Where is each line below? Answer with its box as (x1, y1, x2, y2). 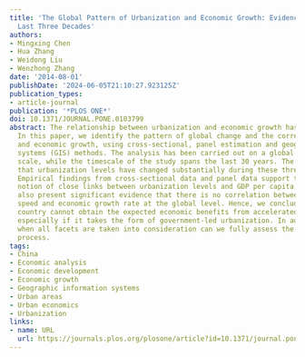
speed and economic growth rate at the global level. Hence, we (17, 199, 266, 209)
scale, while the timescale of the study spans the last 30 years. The (17, 156, 295, 166)
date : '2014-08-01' (9, 73, 84, 82)
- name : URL (9, 326, 54, 335)
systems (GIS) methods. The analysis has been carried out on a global (17, 148, 295, 157)
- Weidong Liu (9, 55, 64, 64)
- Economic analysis (9, 258, 88, 268)
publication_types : (9, 89, 84, 98)
